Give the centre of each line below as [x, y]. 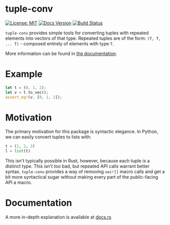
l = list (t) [18, 151]
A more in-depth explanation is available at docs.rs [58, 217]
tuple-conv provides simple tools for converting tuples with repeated [77, 33]
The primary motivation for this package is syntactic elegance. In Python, [82, 132]
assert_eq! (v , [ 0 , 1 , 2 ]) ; [34, 97]
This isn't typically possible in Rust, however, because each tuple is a [78, 161]
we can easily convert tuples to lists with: [48, 137]
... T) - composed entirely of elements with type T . [60, 43]
